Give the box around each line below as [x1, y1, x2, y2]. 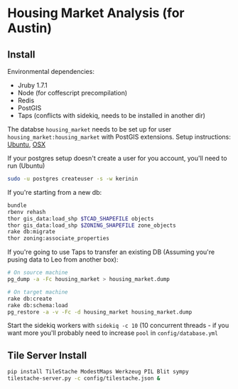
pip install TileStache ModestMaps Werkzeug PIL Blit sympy [7, 368, 190, 375]
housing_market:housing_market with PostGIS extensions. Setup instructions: [7, 133, 231, 141]
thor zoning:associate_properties [7, 235, 110, 243]
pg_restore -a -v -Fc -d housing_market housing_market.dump [7, 308, 193, 316]
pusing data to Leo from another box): [7, 255, 119, 264]
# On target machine [7, 288, 69, 296]
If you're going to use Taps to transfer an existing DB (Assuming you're [7, 247, 215, 257]
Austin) [7, 20, 52, 36]
